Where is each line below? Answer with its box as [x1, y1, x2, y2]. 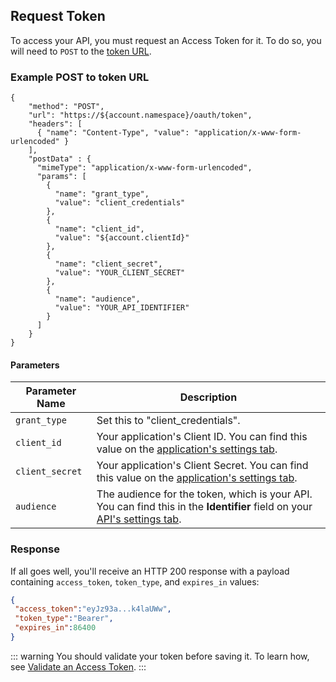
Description [179, 390, 238, 404]
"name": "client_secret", [54, 259, 163, 269]
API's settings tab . [96, 512, 182, 526]
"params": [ [36, 172, 87, 182]
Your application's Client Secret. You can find [96, 459, 309, 473]
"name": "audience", [54, 294, 141, 304]
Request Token [10, 8, 106, 25]
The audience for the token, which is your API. [96, 487, 313, 501]
